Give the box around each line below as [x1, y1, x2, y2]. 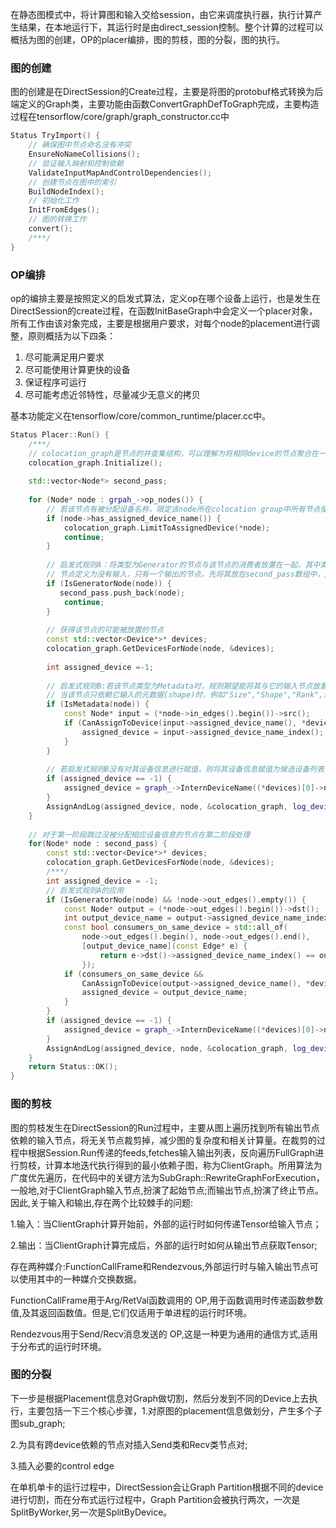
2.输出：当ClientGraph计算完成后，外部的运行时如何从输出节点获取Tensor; [10, 1239, 318, 1251]
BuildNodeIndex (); [28, 186, 105, 197]
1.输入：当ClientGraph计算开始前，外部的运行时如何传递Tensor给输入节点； [10, 1218, 322, 1230]
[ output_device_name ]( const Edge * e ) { [81, 941, 248, 952]
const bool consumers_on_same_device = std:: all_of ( [63, 923, 288, 933]
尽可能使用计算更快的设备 [24, 363, 131, 375]
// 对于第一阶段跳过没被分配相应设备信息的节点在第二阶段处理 [28, 829, 251, 840]
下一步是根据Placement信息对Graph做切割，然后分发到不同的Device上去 [10, 1392, 310, 1404]
